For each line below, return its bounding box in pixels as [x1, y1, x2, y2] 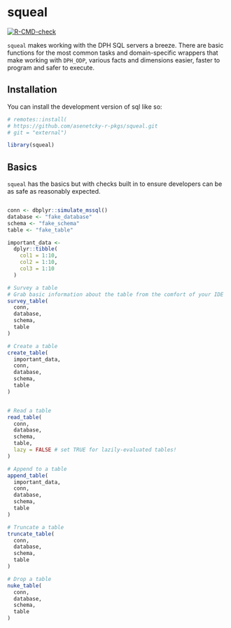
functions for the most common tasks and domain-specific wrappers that [7, 48, 218, 57]
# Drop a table [7, 575, 52, 582]
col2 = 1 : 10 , [20, 259, 58, 266]
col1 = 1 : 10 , [20, 252, 58, 260]
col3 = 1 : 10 [20, 265, 55, 272]
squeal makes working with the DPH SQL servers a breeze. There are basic [7, 41, 224, 49]
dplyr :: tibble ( [13, 246, 58, 253]
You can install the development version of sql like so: [7, 102, 162, 111]
